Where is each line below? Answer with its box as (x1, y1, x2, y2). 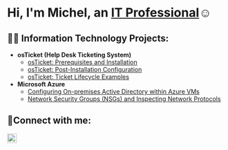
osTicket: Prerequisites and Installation (27, 58, 138, 66)
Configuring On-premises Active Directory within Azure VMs (27, 88, 200, 95)
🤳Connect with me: (7, 115, 91, 126)
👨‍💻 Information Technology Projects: (7, 32, 169, 44)
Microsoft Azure (17, 80, 66, 88)
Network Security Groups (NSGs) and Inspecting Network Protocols (27, 95, 221, 103)
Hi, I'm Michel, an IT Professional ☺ (7, 5, 212, 21)
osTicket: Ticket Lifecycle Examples (27, 73, 130, 81)
